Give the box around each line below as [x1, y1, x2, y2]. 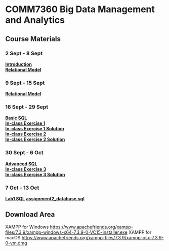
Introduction [5, 61, 32, 67]
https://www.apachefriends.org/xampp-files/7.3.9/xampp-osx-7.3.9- [21, 234, 164, 240]
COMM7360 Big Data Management [5, 4, 155, 15]
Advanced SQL [5, 161, 37, 167]
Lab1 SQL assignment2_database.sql [5, 196, 85, 202]
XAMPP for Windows [5, 224, 49, 230]
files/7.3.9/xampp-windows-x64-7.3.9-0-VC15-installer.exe [5, 229, 128, 235]
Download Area [5, 210, 55, 219]
